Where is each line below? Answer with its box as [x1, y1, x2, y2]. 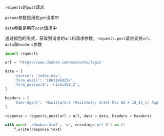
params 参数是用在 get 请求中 [5, 15, 60, 20]
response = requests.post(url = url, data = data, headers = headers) [5, 114, 152, 118]
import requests [5, 51, 38, 56]
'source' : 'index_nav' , [14, 73, 62, 78]
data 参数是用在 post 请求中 [5, 25, 57, 31]
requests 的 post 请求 [5, 4, 44, 10]
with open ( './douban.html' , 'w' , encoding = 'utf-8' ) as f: [5, 122, 125, 127]
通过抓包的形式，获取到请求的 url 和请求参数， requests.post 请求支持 [5, 36, 143, 41]
